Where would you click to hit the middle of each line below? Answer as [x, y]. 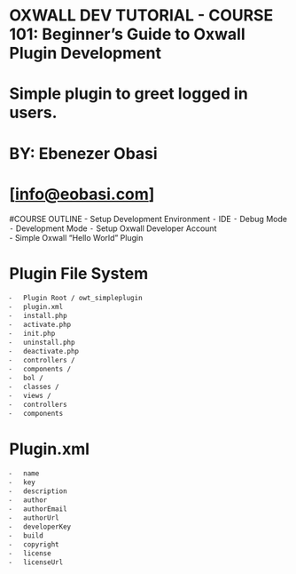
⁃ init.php [32, 334]
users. [33, 113]
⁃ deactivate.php [44, 352]
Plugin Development [86, 53]
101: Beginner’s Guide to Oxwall [127, 34]
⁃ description [39, 491]
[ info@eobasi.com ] [82, 194]
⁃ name [24, 474]
